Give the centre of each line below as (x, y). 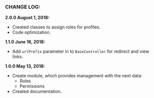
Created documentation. (37, 92)
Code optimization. (31, 33)
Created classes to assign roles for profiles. (56, 27)
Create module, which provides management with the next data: (77, 76)
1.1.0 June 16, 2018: (25, 42)
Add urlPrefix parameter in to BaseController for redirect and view (80, 51)
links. (17, 57)
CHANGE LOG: (23, 7)
